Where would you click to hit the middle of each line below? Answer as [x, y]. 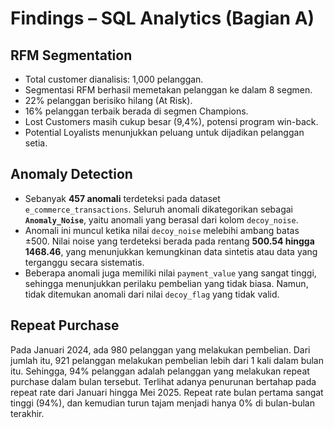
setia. [36, 143]
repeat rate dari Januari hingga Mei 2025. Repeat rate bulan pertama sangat [167, 392]
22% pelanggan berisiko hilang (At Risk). [108, 100]
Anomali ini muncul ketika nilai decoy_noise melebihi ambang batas [162, 230]
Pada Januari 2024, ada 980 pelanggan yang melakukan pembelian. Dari [160, 349]
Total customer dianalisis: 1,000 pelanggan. [114, 79]
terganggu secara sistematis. [84, 262]
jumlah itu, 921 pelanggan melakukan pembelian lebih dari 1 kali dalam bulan [167, 360]
